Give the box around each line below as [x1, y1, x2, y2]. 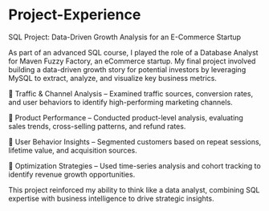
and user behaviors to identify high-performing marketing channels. [8, 97, 233, 107]
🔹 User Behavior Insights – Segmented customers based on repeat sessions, [8, 136, 262, 146]
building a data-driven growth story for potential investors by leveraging [8, 64, 247, 74]
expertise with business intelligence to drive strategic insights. [8, 193, 214, 203]
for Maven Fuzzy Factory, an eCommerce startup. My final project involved [8, 56, 256, 66]
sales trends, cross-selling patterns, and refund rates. [8, 121, 186, 131]
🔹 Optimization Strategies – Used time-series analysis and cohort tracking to [8, 160, 261, 170]
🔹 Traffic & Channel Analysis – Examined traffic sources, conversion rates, [8, 88, 254, 98]
